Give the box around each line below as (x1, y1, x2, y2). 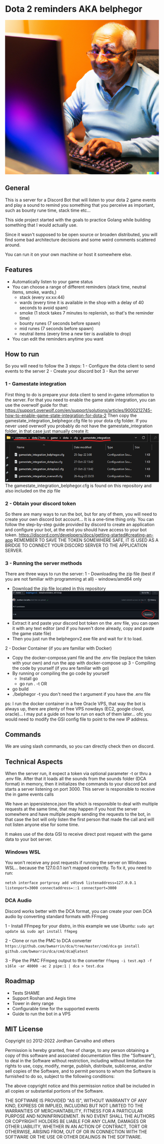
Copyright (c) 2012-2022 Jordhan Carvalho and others (5, 1038, 115, 1044)
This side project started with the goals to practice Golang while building (5, 217, 151, 222)
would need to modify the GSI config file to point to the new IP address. (5, 716, 149, 722)
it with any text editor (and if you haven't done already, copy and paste (12, 625, 155, 631)
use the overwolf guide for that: (5, 402, 68, 408)
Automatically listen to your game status (12, 278, 93, 285)
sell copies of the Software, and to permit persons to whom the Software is (5, 1068, 156, 1074)
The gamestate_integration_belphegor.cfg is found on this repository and (5, 483, 152, 488)
